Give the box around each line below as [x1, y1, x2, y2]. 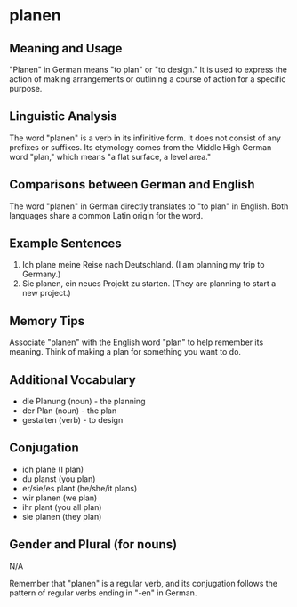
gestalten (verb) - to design [21, 415, 124, 426]
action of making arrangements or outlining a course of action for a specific [9, 74, 286, 84]
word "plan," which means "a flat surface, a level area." [9, 151, 212, 162]
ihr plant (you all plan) [21, 501, 102, 512]
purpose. [9, 84, 43, 93]
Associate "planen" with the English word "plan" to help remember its [9, 337, 264, 347]
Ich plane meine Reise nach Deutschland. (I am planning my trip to [21, 260, 265, 270]
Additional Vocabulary [9, 372, 136, 387]
